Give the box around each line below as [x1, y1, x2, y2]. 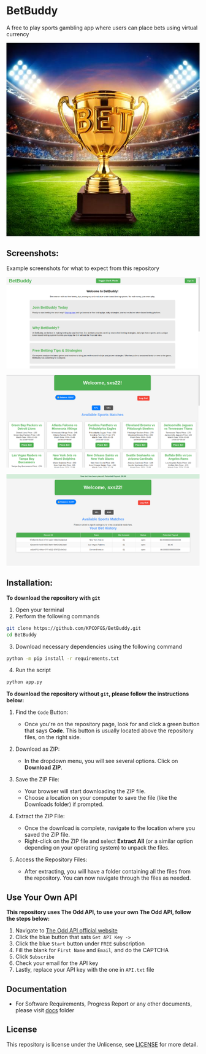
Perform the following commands [15, 612, 100, 620]
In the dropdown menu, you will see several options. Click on [24, 758, 178, 765]
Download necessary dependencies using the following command [15, 643, 183, 650]
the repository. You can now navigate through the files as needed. [24, 874, 191, 882]
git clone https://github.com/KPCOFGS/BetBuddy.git [6, 625, 141, 631]
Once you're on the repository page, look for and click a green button [24, 721, 200, 728]
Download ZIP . [24, 764, 63, 771]
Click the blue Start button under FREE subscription [15, 940, 145, 947]
